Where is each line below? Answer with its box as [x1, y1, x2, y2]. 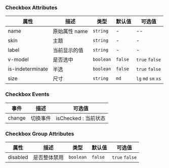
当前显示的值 [53, 47, 83, 54]
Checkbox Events [5, 91, 50, 98]
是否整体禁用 [32, 154, 64, 161]
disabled [8, 153, 28, 160]
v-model [8, 56, 29, 63]
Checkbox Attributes [5, 4, 58, 11]
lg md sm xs [136, 76, 161, 82]
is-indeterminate [8, 65, 48, 72]
